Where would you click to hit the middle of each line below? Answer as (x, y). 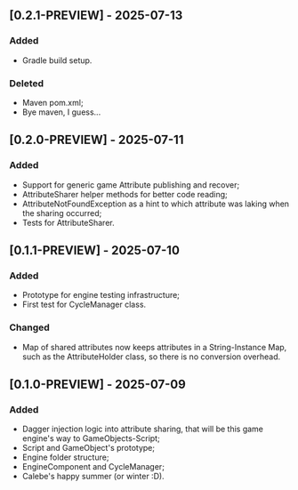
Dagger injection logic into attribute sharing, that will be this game (143, 429)
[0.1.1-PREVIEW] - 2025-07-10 (95, 250)
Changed (30, 327)
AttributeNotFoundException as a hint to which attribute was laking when (156, 204)
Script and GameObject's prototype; (89, 448)
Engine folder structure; (65, 457)
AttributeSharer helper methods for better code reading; (125, 194)
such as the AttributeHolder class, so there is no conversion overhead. (151, 357)
